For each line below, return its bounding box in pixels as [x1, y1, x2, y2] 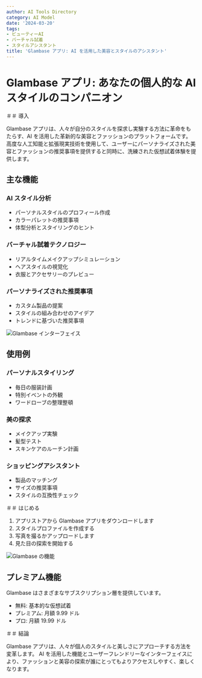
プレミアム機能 [6, 572, 62, 582]
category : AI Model [6, 14, 55, 21]
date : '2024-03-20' [6, 20, 55, 26]
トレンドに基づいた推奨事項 [14, 317, 84, 324]
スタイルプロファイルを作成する [14, 525, 95, 532]
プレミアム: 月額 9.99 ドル [14, 610, 80, 617]
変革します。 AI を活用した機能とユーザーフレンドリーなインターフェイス [6, 650, 188, 657]
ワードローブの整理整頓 [14, 399, 74, 406]
